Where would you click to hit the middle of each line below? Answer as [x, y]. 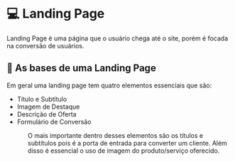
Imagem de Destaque [48, 107]
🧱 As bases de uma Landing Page [82, 68]
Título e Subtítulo [42, 99]
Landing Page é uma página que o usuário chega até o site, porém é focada [117, 38]
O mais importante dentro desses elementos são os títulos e [115, 135]
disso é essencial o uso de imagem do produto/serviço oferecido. [124, 151]
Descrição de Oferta [47, 114]
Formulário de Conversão [54, 121]
